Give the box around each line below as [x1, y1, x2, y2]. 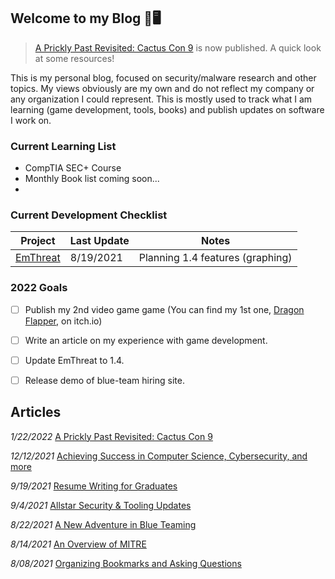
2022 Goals [10, 281, 68, 295]
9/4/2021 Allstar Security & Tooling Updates [10, 499, 192, 511]
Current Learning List [10, 139, 117, 153]
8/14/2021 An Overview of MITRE [10, 538, 147, 550]
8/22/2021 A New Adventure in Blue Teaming [10, 518, 197, 530]
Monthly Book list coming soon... [24, 173, 160, 185]
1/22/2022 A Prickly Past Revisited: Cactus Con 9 [10, 430, 213, 442]
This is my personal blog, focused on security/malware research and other [10, 71, 317, 84]
